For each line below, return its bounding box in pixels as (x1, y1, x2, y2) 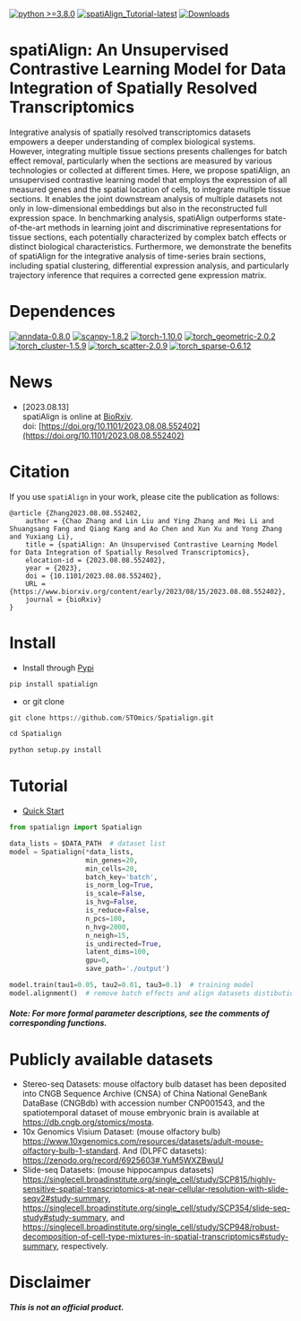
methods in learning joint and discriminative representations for (47, 222, 282, 232)
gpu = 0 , (85, 956, 110, 965)
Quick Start (21, 806, 64, 817)
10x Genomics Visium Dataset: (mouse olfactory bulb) (21, 1126, 221, 1137)
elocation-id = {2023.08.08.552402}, (25, 556, 167, 564)
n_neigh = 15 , (85, 931, 130, 940)
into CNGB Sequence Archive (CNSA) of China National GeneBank (21, 1089, 268, 1099)
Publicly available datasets (9, 1049, 213, 1070)
